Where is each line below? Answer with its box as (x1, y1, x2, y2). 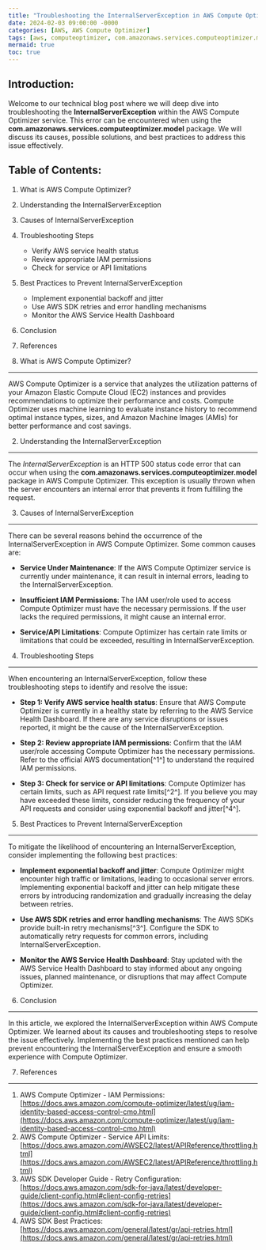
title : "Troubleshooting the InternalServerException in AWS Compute (8, 11, 243, 20)
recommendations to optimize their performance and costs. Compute (8, 396, 234, 405)
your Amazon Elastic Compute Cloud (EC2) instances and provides (8, 387, 226, 396)
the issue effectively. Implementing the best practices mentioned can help (8, 1035, 249, 1044)
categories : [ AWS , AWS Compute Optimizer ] (8, 26, 150, 34)
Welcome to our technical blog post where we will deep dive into (8, 98, 219, 108)
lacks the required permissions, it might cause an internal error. (19, 612, 226, 621)
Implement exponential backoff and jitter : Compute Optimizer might (19, 866, 245, 875)
